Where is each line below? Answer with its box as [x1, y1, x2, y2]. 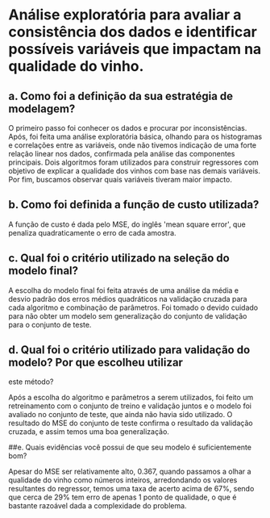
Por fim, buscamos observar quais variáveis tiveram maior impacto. [8, 175, 232, 184]
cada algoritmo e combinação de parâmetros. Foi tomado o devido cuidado [8, 303, 259, 312]
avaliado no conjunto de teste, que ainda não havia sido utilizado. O [8, 410, 233, 420]
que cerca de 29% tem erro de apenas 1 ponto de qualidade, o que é [8, 492, 237, 502]
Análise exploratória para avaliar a [8, 6, 242, 24]
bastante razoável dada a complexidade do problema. [8, 501, 187, 511]
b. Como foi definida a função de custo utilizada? [8, 198, 260, 211]
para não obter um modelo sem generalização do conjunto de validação [8, 311, 247, 320]
